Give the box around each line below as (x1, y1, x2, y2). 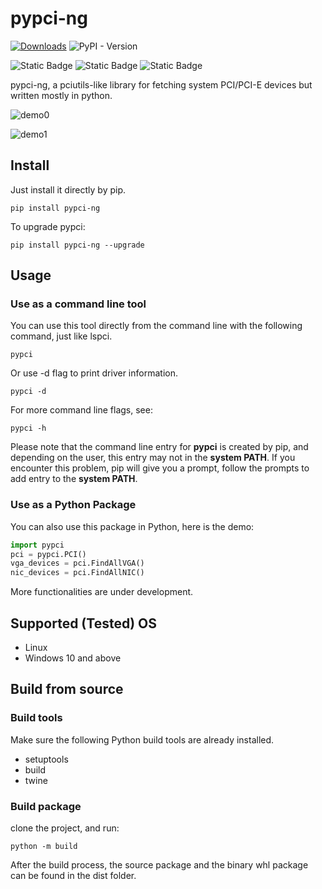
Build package (10, 799, 82, 813)
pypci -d (10, 387, 47, 397)
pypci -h (10, 423, 47, 434)
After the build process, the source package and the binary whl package (10, 859, 309, 871)
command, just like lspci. (10, 330, 113, 342)
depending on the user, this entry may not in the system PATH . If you (10, 452, 296, 464)
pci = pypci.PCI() (10, 549, 87, 559)
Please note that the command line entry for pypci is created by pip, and (10, 441, 309, 453)
